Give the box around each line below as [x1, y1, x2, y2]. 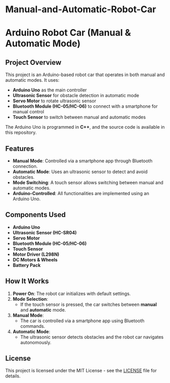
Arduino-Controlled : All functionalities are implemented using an [12, 190, 149, 196]
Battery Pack [12, 262, 41, 268]
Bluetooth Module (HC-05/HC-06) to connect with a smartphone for [12, 103, 158, 109]
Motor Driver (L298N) [12, 251, 60, 257]
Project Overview [5, 58, 62, 67]
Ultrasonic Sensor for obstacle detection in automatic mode [12, 92, 139, 99]
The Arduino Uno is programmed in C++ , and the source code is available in [5, 124, 165, 130]
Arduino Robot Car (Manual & [5, 27, 131, 39]
